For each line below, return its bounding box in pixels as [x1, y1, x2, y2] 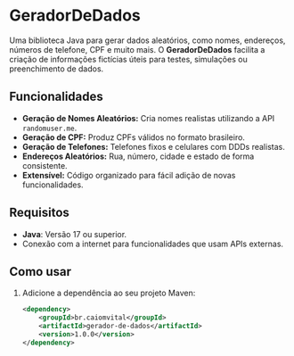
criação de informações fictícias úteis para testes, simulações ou [9, 54, 248, 64]
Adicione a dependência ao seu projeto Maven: [21, 287, 196, 299]
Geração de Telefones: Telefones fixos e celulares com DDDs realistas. [21, 141, 285, 152]
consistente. [21, 160, 69, 170]
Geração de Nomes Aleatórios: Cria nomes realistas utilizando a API [21, 112, 275, 123]
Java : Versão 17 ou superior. [21, 228, 127, 239]
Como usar [9, 264, 72, 279]
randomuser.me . [21, 122, 78, 133]
